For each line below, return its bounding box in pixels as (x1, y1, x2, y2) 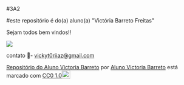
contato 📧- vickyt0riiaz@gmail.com (6, 52, 95, 59)
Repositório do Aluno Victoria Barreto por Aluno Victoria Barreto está (6, 64, 178, 70)
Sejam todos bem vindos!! (6, 29, 72, 36)
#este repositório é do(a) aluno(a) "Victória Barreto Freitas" (6, 17, 155, 24)
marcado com (6, 72, 41, 79)
